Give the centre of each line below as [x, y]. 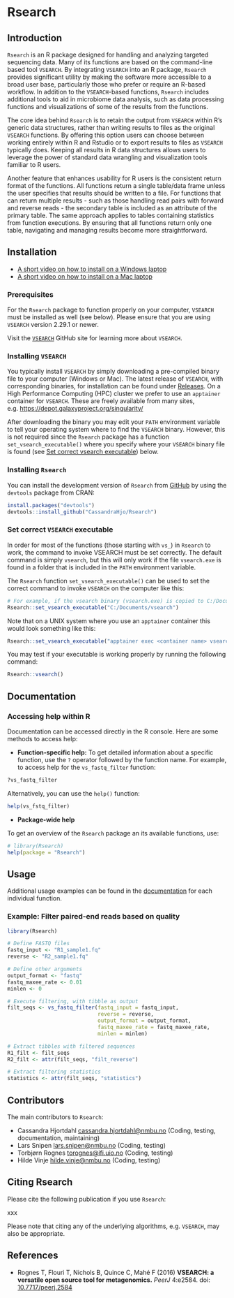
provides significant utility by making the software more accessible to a [109, 77]
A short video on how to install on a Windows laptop [92, 269]
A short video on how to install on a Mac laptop [85, 276]
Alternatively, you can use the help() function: [74, 793]
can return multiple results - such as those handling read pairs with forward [116, 200]
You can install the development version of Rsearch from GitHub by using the [117, 485]
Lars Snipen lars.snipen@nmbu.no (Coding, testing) [91, 1145]
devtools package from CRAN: [51, 493]
